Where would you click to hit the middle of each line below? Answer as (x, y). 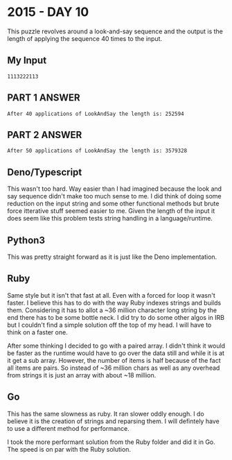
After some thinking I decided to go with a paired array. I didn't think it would (116, 346)
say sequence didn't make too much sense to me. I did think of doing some (114, 196)
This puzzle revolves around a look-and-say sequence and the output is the (115, 31)
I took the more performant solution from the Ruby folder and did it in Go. (111, 442)
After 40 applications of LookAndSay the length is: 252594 (96, 114)
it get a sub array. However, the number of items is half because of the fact (114, 360)
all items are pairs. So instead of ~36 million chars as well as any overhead (114, 368)
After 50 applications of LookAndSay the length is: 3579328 (97, 151)
